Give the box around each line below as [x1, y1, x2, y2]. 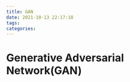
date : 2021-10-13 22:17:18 [6, 14, 74, 20]
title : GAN [6, 8, 34, 15]
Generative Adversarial [6, 51, 124, 65]
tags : [6, 20, 20, 26]
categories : [6, 25, 36, 32]
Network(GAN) [6, 64, 82, 78]
